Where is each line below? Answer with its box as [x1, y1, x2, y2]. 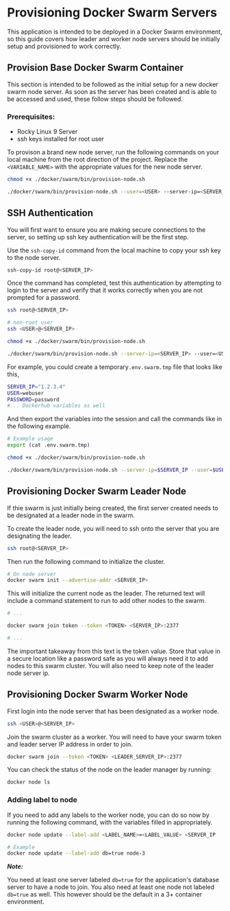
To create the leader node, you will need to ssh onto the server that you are [7, 524, 220, 532]
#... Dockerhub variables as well [7, 403, 106, 410]
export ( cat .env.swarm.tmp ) [7, 442, 90, 449]
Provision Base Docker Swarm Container [7, 62, 184, 73]
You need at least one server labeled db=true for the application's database [7, 876, 220, 884]
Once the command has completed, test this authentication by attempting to [7, 279, 222, 287]
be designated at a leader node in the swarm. [7, 511, 136, 519]
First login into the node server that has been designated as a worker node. [7, 707, 219, 715]
